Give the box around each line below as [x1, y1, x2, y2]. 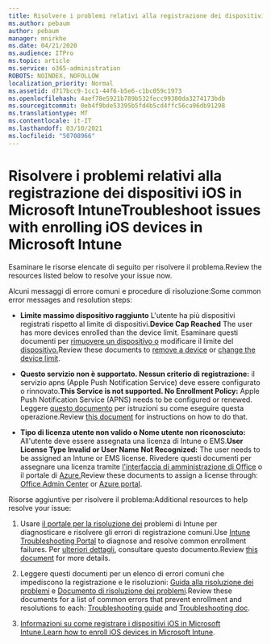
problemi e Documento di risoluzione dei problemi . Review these [19, 586, 232, 596]
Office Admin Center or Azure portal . [19, 479, 143, 488]
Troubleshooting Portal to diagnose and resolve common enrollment [19, 536, 247, 546]
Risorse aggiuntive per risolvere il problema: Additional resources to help [8, 494, 248, 504]
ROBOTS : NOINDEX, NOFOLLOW [8, 72, 99, 80]
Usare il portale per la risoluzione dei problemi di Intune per [19, 518, 218, 529]
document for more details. [19, 553, 110, 562]
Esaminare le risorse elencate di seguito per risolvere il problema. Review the [8, 261, 262, 271]
